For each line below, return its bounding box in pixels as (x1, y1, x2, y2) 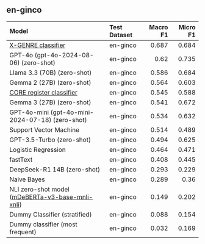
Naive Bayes (9, 175, 45, 184)
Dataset (109, 30, 133, 39)
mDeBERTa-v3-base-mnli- (12, 192, 93, 201)
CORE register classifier (9, 88, 77, 96)
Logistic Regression (9, 145, 66, 154)
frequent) (9, 228, 37, 236)
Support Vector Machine (9, 125, 80, 134)
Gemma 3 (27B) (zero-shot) (9, 98, 92, 106)
